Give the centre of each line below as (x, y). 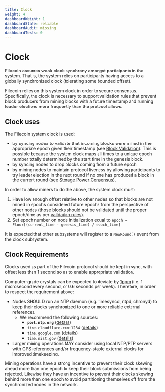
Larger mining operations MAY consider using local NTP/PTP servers (82, 343)
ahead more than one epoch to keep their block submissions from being (78, 368)
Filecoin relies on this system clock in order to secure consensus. (71, 90)
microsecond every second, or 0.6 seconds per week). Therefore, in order (81, 286)
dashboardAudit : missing (31, 28)
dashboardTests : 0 (24, 33)
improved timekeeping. (35, 354)
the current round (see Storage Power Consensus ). (64, 180)
